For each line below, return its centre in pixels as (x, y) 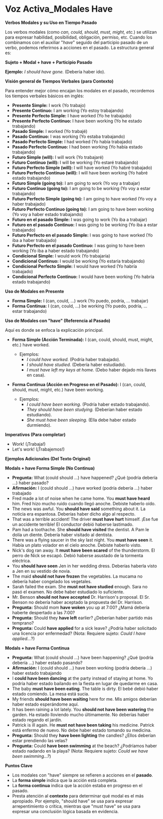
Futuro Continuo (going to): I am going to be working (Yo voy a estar (81, 188)
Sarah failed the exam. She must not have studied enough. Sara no (80, 586)
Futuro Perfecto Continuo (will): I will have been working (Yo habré (80, 172)
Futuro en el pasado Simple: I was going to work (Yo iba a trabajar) (80, 219)
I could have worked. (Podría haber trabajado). (73, 359)
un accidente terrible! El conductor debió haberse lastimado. (73, 524)
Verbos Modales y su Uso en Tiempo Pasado (51, 22)
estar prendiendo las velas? (40, 740)
